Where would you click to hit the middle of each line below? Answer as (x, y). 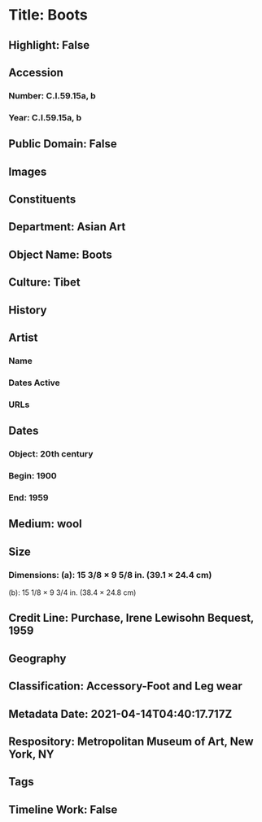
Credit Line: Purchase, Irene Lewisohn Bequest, (131, 618)
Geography (37, 658)
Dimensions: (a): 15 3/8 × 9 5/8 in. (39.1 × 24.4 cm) (110, 575)
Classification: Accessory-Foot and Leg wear (125, 686)
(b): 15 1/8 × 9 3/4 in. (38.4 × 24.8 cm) (72, 592)
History (28, 310)
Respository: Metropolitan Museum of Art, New (131, 741)
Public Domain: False (63, 144)
